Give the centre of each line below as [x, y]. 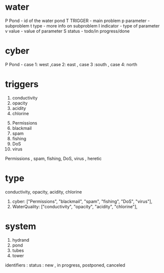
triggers [22, 84]
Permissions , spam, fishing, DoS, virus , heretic [54, 158]
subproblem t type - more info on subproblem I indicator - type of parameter [82, 25]
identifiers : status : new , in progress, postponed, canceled [65, 265]
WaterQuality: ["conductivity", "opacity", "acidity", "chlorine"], [75, 206]
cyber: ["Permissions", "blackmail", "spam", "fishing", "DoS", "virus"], [82, 201]
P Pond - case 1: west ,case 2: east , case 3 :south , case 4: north [71, 64]
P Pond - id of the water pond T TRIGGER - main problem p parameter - [77, 21]
